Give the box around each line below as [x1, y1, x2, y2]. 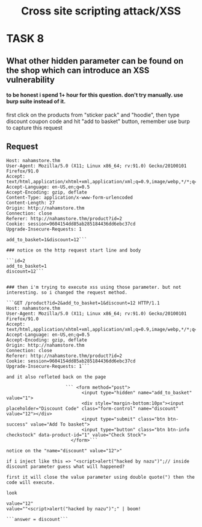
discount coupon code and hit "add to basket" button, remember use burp [6, 118, 191, 125]
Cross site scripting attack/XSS [20, 4, 182, 18]
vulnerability [6, 74, 55, 85]
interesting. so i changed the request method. [6, 289, 128, 295]
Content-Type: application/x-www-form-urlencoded [6, 194, 133, 200]
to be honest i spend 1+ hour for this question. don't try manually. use [6, 92, 183, 99]
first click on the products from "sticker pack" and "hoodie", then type [6, 111, 180, 118]
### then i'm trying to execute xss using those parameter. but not [6, 284, 182, 290]
